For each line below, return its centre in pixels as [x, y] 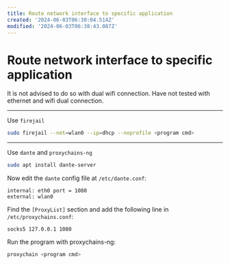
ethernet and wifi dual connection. [55, 101]
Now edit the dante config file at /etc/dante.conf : [77, 178]
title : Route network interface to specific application [90, 13]
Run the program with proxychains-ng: [62, 242]
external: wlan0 [30, 197]
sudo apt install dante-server [52, 165]
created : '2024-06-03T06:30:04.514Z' [61, 20]
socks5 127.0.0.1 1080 [39, 229]
